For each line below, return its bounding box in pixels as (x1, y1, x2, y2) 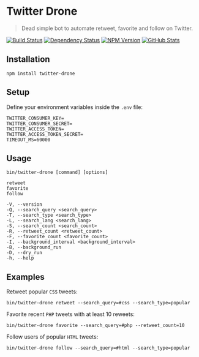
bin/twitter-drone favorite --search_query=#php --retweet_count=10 (6, 323, 185, 329)
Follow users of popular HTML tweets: (6, 333, 99, 340)
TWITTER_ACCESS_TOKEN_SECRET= (6, 131, 84, 137)
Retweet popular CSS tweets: (6, 288, 78, 295)
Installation (6, 54, 50, 65)
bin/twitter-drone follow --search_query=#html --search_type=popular (6, 345, 190, 351)
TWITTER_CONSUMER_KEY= (6, 115, 64, 121)
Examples (6, 271, 45, 282)
